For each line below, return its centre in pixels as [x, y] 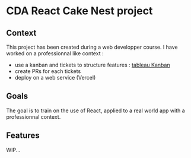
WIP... [13, 150]
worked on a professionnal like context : [55, 53]
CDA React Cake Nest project [79, 11]
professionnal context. [34, 116]
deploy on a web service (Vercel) [55, 78]
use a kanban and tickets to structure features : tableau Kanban [92, 65]
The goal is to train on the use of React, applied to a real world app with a [95, 110]
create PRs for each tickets [48, 71]
